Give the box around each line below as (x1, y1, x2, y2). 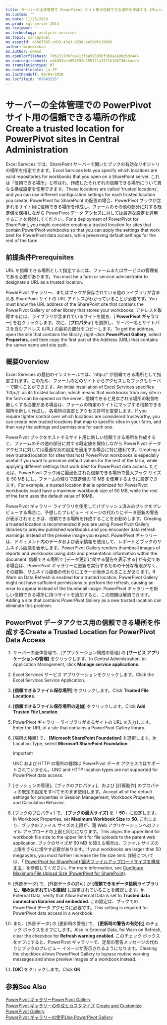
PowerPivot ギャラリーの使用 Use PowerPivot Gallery (5, 1014, 113, 1020)
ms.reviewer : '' (5, 26, 39, 31)
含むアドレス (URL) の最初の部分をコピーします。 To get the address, (14, 326, 155, 332)
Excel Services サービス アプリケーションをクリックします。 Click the (12, 672, 154, 678)
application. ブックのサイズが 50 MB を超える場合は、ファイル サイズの (12, 840, 159, 846)
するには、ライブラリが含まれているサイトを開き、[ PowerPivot (9, 313, 141, 319)
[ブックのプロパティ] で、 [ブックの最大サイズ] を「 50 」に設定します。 (12, 810, 160, 816)
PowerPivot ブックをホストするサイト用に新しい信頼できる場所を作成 (5, 434, 148, 440)
